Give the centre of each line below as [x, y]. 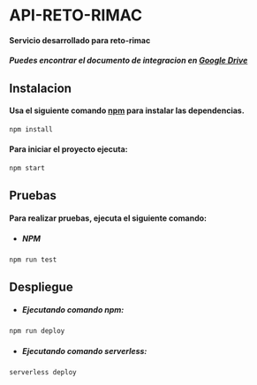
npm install [31, 129]
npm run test [33, 260]
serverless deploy [43, 372]
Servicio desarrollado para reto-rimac [80, 40]
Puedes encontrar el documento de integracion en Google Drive [128, 60]
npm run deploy [37, 331]
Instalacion [41, 88]
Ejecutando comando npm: [73, 309]
